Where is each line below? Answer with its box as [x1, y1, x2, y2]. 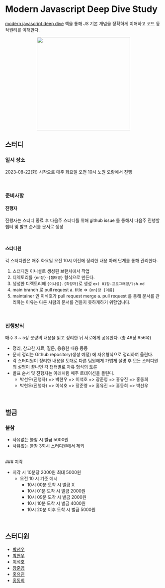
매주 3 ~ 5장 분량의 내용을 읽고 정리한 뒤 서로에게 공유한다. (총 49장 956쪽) [5, 335, 152, 341]
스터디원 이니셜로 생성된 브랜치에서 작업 [12, 268, 90, 274]
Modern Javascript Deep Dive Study [5, 3, 158, 15]
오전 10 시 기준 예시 [19, 475, 58, 481]
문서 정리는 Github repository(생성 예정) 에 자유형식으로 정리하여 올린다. [12, 352, 154, 358]
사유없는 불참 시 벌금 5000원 [12, 436, 69, 442]
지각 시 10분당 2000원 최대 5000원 [12, 469, 81, 475]
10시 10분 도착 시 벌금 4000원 [27, 500, 86, 506]
